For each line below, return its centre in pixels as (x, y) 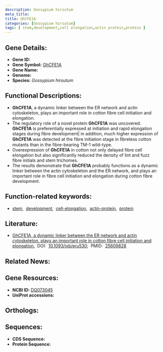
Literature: (22, 224)
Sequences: (24, 327)
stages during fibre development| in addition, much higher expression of (85, 133)
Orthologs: (22, 310)
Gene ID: (21, 59)
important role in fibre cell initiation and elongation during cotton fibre (82, 176)
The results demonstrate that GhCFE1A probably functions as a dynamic (85, 165)
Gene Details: (26, 48)
